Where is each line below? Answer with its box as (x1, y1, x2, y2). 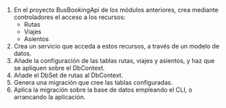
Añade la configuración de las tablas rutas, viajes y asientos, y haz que (13, 57, 215, 64)
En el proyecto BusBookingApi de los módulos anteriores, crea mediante (13, 6, 218, 14)
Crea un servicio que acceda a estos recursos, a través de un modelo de (13, 42, 220, 50)
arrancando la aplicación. (13, 93, 86, 101)
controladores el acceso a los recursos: (13, 13, 126, 21)
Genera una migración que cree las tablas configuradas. (13, 79, 173, 86)
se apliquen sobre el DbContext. (13, 64, 105, 72)
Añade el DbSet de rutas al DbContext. (13, 71, 124, 79)
